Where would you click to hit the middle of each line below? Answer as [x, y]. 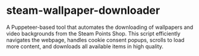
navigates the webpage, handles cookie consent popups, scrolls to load [96, 40]
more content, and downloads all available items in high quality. [85, 46]
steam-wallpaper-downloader [83, 11]
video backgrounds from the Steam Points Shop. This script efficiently [93, 33]
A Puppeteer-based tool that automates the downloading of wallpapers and [100, 27]
